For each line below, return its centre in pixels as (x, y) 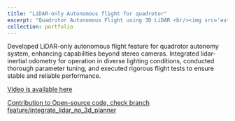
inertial (17, 61)
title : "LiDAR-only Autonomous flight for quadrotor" (87, 14)
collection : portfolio (40, 26)
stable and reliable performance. (54, 76)
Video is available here (40, 89)
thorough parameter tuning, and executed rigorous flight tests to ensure (111, 68)
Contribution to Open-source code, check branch (79, 103)
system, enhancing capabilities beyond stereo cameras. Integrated (103, 54)
